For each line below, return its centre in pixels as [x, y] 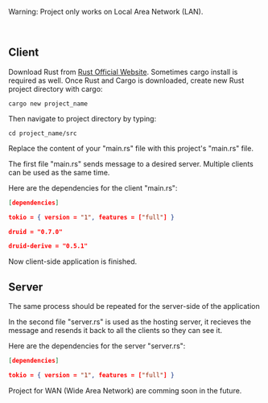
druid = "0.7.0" [35, 232]
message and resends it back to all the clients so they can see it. [115, 331]
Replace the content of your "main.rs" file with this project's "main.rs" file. [131, 148]
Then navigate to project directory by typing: [82, 118]
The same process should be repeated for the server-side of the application [134, 306]
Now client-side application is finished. [73, 261]
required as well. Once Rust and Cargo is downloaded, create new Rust [126, 80]
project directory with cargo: [56, 88]
